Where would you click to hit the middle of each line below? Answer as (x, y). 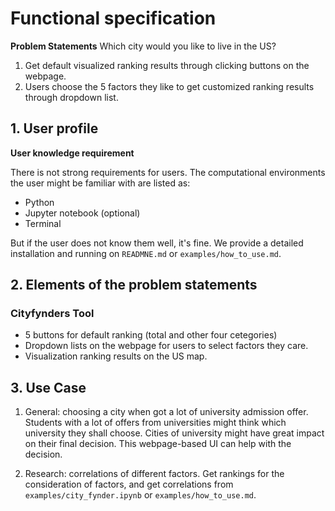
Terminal (43, 223)
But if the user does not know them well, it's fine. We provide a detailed (157, 243)
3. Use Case (48, 387)
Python (39, 202)
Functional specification (113, 18)
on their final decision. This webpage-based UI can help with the (158, 444)
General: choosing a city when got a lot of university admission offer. (166, 412)
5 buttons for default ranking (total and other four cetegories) (151, 335)
